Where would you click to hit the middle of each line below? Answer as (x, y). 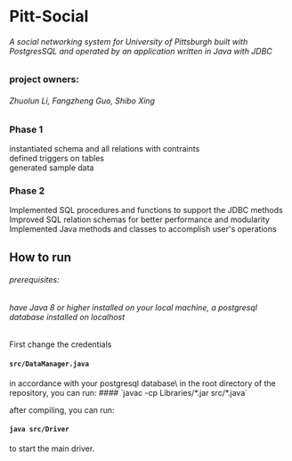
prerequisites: (34, 280)
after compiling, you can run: (62, 410)
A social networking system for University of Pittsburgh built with (129, 41)
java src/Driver (39, 430)
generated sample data (52, 168)
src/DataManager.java (49, 364)
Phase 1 (26, 129)
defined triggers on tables (57, 158)
